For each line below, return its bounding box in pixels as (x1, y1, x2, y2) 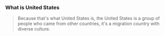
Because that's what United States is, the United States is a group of (17, 15, 160, 21)
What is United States (5, 4, 60, 11)
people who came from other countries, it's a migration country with (17, 20, 160, 26)
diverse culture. (17, 26, 50, 32)
